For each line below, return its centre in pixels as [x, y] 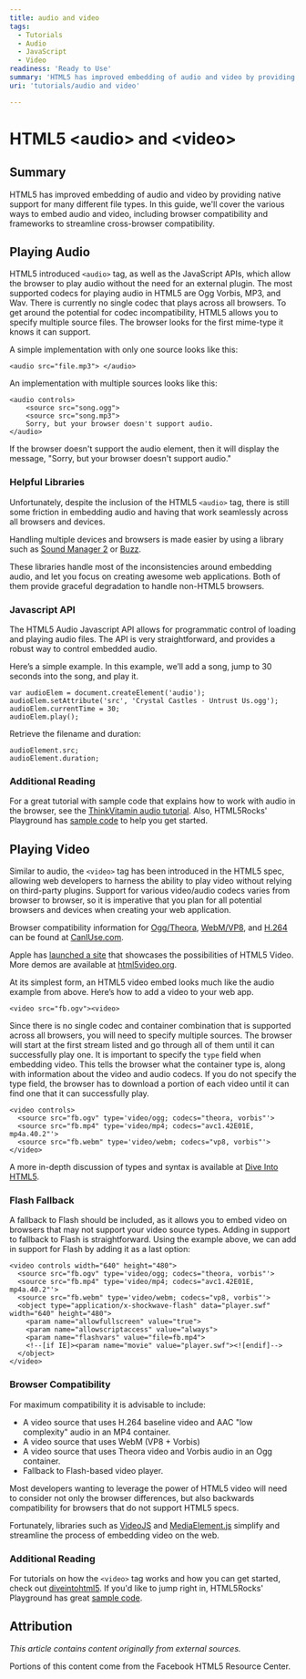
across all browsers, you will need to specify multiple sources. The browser [151, 1035]
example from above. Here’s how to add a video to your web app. [132, 992]
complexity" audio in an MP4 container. [97, 1432]
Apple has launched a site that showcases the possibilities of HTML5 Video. [152, 955]
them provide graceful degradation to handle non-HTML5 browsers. [137, 586]
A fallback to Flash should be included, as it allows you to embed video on [148, 1220]
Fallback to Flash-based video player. [93, 1470]
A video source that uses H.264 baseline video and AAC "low [138, 1422]
